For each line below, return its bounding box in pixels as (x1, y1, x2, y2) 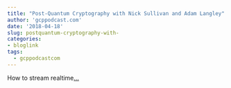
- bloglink (7, 42, 39, 49)
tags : (7, 49, 23, 56)
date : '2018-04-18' (7, 23, 64, 30)
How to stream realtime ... (7, 74, 80, 82)
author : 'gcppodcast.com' (7, 16, 82, 23)
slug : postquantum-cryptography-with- (7, 29, 119, 36)
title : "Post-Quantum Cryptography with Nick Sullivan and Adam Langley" (7, 10, 225, 17)
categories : (7, 36, 42, 43)
